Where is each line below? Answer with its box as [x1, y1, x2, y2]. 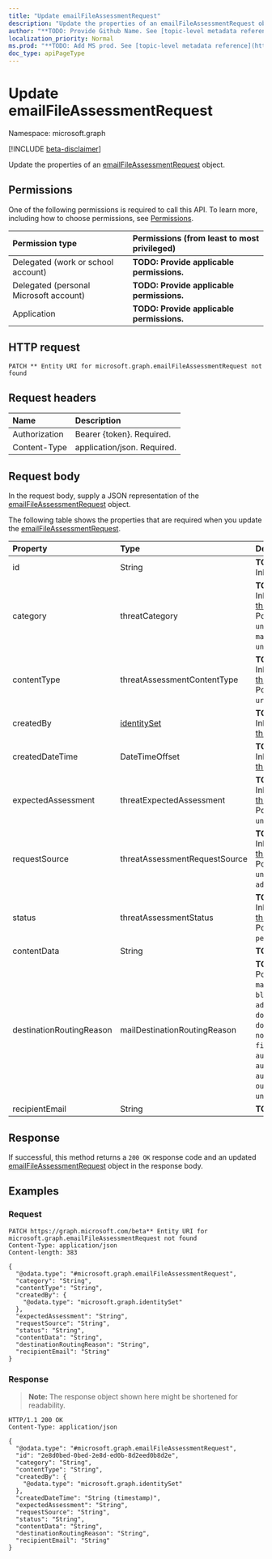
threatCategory [120, 611, 178, 622]
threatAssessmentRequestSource [120, 854, 249, 865]
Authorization [12, 428, 64, 440]
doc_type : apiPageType [8, 49, 85, 58]
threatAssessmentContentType [120, 674, 239, 685]
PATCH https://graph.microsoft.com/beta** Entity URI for [8, 1227, 208, 1235]
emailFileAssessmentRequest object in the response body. [8, 1161, 204, 1170]
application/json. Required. [74, 442, 176, 454]
